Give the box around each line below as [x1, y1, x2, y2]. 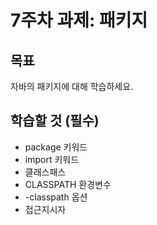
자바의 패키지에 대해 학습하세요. [10, 81, 134, 92]
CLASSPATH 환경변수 [24, 178, 112, 190]
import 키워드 [24, 153, 80, 165]
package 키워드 [24, 141, 88, 153]
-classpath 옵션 [24, 191, 88, 203]
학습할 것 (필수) [10, 112, 100, 130]
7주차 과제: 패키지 [10, 9, 148, 32]
